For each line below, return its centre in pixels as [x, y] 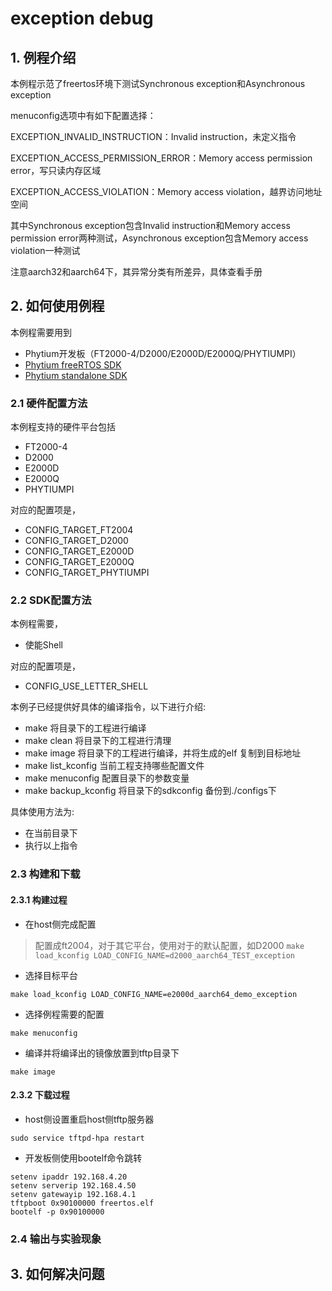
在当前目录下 [51, 833]
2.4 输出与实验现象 [56, 1239]
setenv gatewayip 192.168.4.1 [73, 1194]
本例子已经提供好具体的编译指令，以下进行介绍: [108, 707]
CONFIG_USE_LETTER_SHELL [86, 686]
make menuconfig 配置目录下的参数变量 [107, 778]
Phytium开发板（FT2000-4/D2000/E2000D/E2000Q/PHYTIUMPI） [163, 353]
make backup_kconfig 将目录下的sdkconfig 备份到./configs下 [150, 791]
